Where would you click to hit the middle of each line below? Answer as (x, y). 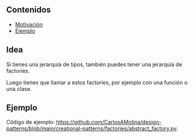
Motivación (29, 24)
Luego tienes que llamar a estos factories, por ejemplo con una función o (97, 82)
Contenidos (29, 10)
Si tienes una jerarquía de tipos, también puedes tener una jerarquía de (94, 64)
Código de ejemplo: (31, 122)
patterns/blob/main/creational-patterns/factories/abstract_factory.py (91, 128)
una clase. (19, 89)
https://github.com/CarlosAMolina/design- (109, 122)
